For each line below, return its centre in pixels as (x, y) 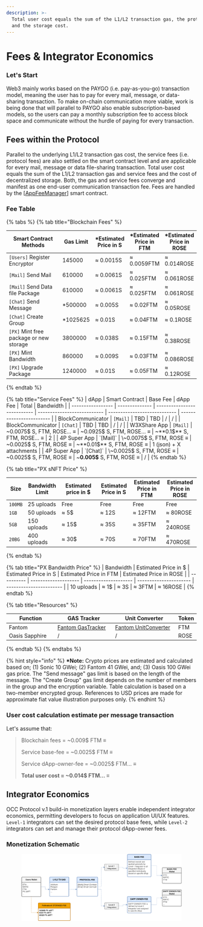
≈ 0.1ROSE (178, 320)
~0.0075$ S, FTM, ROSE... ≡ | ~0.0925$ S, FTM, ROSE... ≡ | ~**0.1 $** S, (98, 431)
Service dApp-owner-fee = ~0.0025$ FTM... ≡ (79, 763)
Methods (33, 245)
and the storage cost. (40, 25)
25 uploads (42, 504)
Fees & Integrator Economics (80, 56)
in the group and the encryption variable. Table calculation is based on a (96, 687)
